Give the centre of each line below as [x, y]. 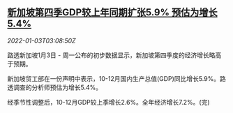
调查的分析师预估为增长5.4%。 [58, 87]
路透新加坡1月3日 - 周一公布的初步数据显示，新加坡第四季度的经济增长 [108, 55]
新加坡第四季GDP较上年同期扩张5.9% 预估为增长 [112, 13]
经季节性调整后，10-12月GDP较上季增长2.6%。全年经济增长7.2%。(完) [109, 102]
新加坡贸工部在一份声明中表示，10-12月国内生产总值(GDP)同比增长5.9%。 [114, 78]
